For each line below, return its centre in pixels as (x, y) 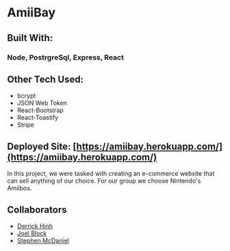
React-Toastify (38, 118)
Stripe (25, 125)
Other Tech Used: (46, 79)
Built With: (30, 38)
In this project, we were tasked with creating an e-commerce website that (111, 174)
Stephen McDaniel (43, 240)
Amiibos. (20, 188)
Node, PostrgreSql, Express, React (66, 57)
